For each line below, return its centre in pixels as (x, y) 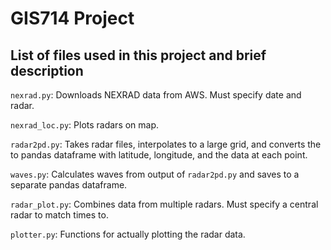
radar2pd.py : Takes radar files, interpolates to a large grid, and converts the (166, 144)
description (47, 70)
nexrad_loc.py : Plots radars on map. (85, 125)
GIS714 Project (72, 18)
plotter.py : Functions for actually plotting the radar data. (128, 234)
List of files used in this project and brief (138, 55)
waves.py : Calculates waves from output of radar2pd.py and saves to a (155, 174)
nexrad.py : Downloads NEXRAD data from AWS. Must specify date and (156, 95)
